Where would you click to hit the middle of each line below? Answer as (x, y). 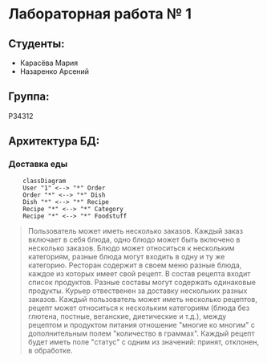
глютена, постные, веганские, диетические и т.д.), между (127, 316)
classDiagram (44, 181)
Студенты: (37, 44)
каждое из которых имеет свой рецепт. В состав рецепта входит (139, 273)
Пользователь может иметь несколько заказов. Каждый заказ (135, 230)
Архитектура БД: (54, 141)
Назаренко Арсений (55, 71)
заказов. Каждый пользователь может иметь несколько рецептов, (143, 299)
